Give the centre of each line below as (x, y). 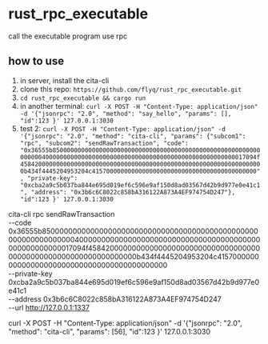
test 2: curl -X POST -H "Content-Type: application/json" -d (122, 128)
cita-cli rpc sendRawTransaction (62, 214)
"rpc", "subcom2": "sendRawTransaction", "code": (104, 143)
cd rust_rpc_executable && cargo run (83, 98)
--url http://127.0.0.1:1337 (49, 307)
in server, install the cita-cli (64, 80)
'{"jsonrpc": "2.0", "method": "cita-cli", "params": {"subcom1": (133, 136)
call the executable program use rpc (68, 36)
